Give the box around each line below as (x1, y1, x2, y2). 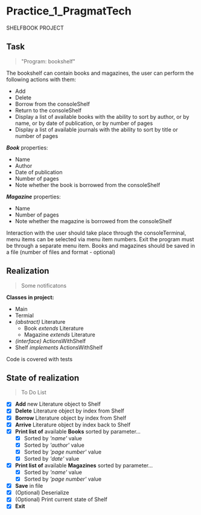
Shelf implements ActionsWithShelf (14, 344, 103, 351)
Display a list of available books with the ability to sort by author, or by (14, 113, 190, 120)
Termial (14, 312, 34, 319)
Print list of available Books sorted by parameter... (14, 428, 141, 435)
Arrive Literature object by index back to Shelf (14, 421, 131, 428)
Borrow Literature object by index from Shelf (14, 414, 127, 422)
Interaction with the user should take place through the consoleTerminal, (6, 229, 187, 236)
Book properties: (6, 144, 48, 151)
